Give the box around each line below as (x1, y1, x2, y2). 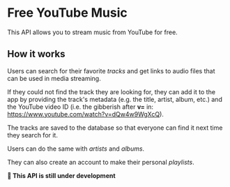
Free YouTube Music (7, 5, 128, 21)
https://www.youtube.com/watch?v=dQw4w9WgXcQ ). (7, 110, 164, 118)
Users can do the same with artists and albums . (7, 144, 145, 153)
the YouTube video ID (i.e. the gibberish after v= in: (7, 103, 154, 111)
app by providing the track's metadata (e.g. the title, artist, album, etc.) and (7, 95, 223, 103)
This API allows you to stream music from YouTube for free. (7, 28, 178, 36)
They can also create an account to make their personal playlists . (7, 158, 194, 166)
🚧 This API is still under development (7, 171, 116, 179)
